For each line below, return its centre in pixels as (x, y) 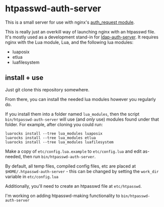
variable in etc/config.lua (32, 176)
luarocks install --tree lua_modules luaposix (54, 134)
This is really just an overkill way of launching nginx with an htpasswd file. (80, 32)
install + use (24, 78)
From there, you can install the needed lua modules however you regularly (81, 99)
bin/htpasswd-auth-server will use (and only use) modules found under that (82, 119)
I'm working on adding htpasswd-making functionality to (62, 196)
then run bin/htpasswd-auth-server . (59, 156)
